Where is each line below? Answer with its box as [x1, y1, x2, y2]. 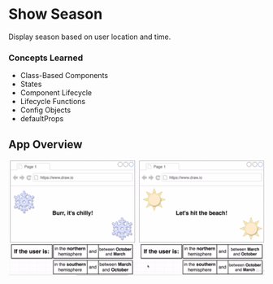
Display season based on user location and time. [8, 32, 171, 42]
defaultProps [19, 114, 64, 124]
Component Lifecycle [19, 88, 92, 98]
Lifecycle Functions [19, 97, 86, 107]
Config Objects [19, 105, 71, 115]
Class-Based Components [19, 71, 108, 81]
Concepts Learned [8, 52, 84, 63]
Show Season [8, 5, 103, 24]
